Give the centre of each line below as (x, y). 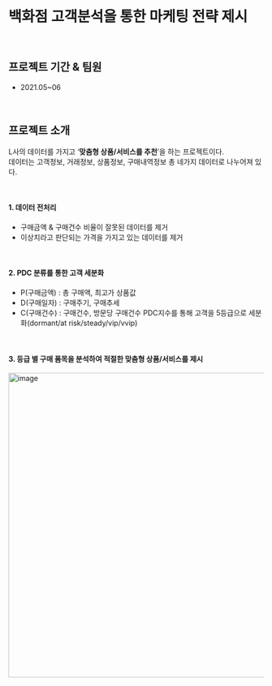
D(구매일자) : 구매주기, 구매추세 (70, 302)
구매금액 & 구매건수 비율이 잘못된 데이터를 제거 (94, 227)
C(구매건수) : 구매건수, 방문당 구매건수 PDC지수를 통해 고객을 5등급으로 (134, 312)
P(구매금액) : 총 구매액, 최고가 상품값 (78, 292)
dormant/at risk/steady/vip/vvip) (84, 323)
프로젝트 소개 (39, 131)
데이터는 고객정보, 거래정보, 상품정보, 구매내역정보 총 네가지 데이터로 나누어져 (131, 161)
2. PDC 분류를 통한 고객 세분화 (56, 273)
